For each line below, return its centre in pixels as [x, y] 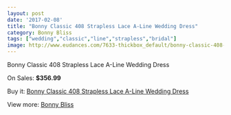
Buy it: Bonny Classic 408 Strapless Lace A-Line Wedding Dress [98, 91]
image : [16, 45]
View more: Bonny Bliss [41, 104]
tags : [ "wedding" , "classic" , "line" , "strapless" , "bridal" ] [92, 39]
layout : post [26, 13]
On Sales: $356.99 [34, 78]
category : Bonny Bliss [40, 33]
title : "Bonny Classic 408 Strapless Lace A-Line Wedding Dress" [102, 26]
